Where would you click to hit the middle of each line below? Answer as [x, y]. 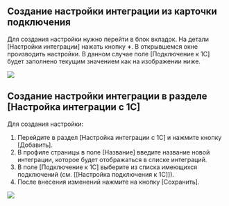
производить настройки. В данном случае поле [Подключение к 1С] [109, 54]
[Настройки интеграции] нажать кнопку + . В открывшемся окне [103, 46]
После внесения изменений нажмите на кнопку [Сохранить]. [108, 182]
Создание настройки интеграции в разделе [107, 96]
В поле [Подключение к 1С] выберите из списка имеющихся [107, 167]
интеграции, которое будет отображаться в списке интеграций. [112, 159]
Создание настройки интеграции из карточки [112, 11]
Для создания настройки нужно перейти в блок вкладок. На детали [108, 39]
